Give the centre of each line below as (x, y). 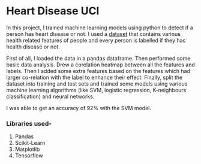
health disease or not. (33, 47)
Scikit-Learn (30, 143)
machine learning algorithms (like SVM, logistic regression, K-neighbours (96, 90)
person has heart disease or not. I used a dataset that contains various (94, 34)
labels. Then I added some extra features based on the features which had (98, 71)
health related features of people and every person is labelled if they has (96, 40)
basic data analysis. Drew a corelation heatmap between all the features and (100, 65)
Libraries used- (29, 123)
